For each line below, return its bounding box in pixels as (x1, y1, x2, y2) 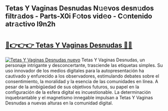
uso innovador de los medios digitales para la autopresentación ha (5, 68, 145, 73)
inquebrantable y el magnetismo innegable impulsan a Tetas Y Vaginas (5, 95, 153, 100)
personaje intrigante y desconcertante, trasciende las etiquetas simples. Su (5, 62, 163, 68)
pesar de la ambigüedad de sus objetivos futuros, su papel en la (5, 84, 140, 90)
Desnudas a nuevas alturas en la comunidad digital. (5, 100, 113, 106)
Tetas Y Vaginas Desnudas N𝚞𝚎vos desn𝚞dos (5, 4, 154, 13)
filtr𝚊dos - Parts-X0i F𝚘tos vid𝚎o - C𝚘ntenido (5, 12, 152, 21)
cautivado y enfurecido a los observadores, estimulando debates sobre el (5, 73, 159, 79)
